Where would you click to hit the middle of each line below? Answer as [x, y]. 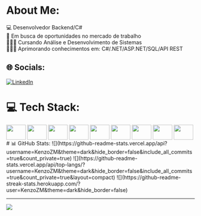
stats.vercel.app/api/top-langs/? [46, 165]
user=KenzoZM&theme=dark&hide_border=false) [67, 190]
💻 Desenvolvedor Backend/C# [44, 27]
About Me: [33, 10]
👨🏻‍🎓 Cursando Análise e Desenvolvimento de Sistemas [74, 42]
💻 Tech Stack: [43, 107]
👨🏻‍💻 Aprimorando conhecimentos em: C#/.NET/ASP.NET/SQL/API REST [95, 48]
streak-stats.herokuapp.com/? [43, 184]
